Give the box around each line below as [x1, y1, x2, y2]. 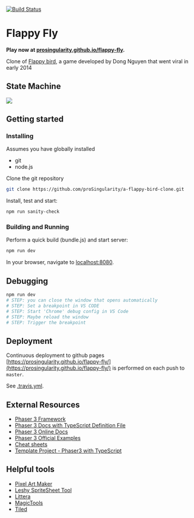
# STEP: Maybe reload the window [6, 314, 89, 320]
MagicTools [14, 499, 43, 506]
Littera [14, 492, 31, 500]
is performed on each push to [112, 364, 185, 372]
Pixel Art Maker [14, 480, 52, 487]
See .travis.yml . [6, 382, 44, 390]
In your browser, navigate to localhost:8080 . [6, 259, 115, 266]
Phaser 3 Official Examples [14, 435, 81, 442]
